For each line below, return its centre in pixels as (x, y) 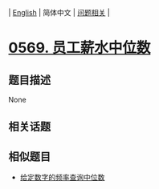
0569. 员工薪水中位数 (79, 48)
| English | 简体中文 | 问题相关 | (59, 12)
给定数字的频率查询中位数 (62, 177)
